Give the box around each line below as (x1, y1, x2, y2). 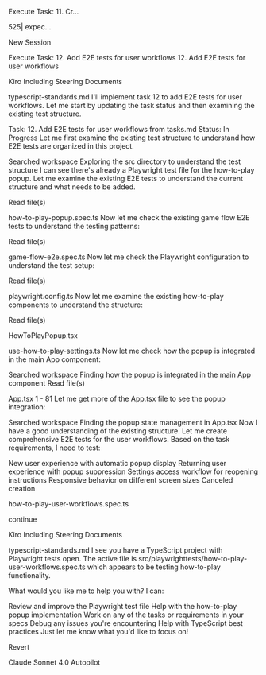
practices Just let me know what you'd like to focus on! (8, 627, 189, 636)
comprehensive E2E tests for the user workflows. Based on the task (8, 435, 230, 444)
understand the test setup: (8, 261, 95, 270)
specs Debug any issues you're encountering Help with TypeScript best (8, 619, 244, 627)
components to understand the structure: (8, 300, 143, 309)
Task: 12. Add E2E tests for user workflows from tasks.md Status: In (8, 125, 229, 134)
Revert (8, 642, 30, 651)
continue (8, 514, 37, 524)
